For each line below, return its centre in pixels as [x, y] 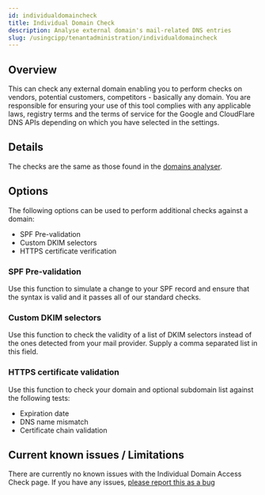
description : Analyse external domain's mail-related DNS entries [120, 30]
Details [26, 147]
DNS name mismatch [54, 421]
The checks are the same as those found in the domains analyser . [115, 166]
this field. [23, 352]
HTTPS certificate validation [64, 372]
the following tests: [39, 398]
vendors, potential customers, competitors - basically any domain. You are [129, 97]
